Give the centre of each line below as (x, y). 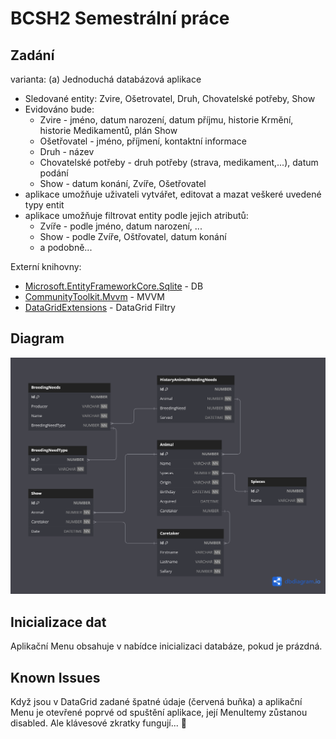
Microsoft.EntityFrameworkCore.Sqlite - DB (114, 286)
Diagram (37, 338)
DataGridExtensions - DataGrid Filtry (100, 307)
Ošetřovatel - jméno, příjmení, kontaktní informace (143, 141)
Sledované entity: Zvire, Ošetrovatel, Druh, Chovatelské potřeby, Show (170, 98)
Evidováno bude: (59, 109)
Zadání (32, 55)
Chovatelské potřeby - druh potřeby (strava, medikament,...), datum (179, 162)
